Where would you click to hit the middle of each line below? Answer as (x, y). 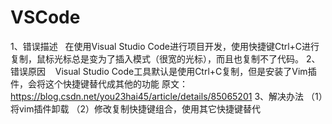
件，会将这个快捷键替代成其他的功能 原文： (99, 83)
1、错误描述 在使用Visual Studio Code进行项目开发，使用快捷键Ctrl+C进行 (165, 46)
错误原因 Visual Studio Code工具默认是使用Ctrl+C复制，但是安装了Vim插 (163, 71)
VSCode (45, 17)
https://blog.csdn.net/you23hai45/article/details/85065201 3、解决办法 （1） (166, 96)
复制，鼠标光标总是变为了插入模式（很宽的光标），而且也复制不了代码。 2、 (165, 58)
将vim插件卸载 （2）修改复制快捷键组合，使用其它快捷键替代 (135, 108)
